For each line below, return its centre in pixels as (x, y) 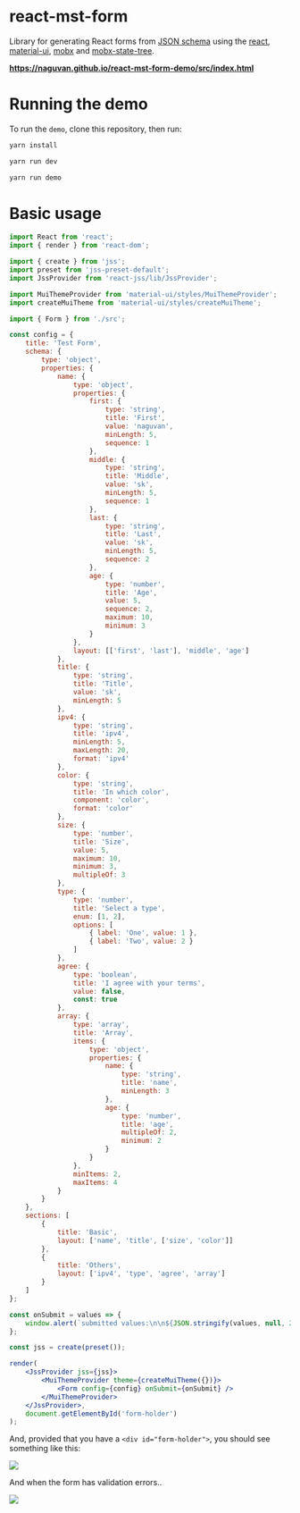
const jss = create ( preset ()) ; (67, 1348)
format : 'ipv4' (101, 759)
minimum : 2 (142, 1141)
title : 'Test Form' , (63, 343)
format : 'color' (103, 809)
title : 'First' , (135, 418)
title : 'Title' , (103, 684)
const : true (95, 1000)
